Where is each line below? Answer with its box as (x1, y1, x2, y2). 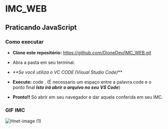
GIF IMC (5, 106, 25, 113)
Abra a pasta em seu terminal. (12, 59, 75, 66)
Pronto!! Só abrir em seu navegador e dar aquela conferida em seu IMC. (12, 94, 163, 100)
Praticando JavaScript (5, 23, 77, 32)
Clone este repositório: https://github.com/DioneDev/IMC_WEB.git (12, 49, 151, 55)
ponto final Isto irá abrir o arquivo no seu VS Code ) (12, 84, 121, 90)
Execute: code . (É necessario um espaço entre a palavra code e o (12, 79, 152, 85)
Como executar (5, 38, 44, 45)
